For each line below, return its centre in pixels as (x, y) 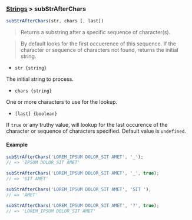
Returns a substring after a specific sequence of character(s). (95, 32)
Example (17, 145)
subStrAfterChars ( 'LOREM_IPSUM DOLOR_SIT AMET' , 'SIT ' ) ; (79, 189)
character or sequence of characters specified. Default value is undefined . (96, 131)
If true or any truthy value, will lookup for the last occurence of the (87, 125)
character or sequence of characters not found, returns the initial (99, 50)
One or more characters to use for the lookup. (62, 102)
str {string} (31, 68)
